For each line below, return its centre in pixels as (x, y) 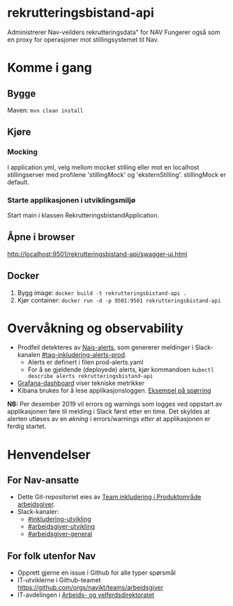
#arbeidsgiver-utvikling (61, 527)
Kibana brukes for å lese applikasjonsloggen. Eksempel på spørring (114, 391)
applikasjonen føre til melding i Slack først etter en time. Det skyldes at (108, 411)
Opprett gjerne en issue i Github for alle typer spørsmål (96, 573)
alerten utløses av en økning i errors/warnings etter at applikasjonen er (109, 419)
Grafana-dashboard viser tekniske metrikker (81, 383)
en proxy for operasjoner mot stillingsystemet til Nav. (83, 39)
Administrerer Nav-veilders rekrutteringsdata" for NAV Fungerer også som (114, 32)
